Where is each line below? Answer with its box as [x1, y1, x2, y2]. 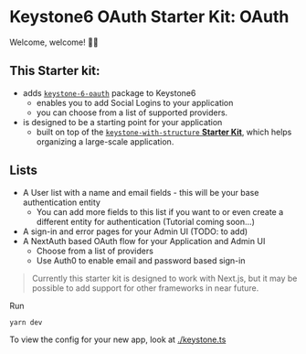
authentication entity [22, 197, 100, 208]
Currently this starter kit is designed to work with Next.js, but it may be [31, 273, 298, 284]
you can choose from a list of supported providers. [36, 107, 228, 118]
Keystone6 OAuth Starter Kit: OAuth [9, 6, 290, 27]
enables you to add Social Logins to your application [36, 97, 234, 108]
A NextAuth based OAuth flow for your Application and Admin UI [22, 235, 266, 246]
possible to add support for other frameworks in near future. [31, 282, 259, 294]
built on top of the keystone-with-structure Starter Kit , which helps [36, 126, 292, 137]
